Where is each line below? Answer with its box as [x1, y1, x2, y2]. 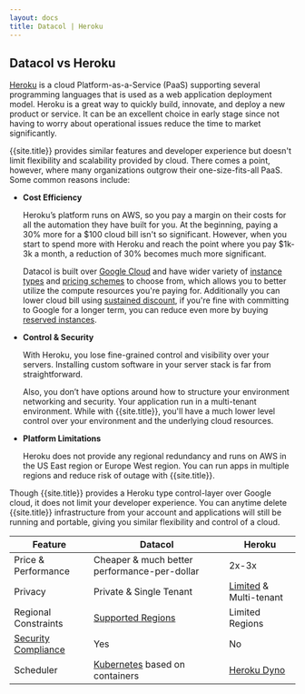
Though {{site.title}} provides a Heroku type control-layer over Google [9, 488, 272, 498]
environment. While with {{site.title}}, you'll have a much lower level [22, 406, 275, 417]
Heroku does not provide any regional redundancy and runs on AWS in [22, 451, 287, 462]
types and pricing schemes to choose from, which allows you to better [22, 276, 287, 287]
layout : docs [9, 13, 59, 23]
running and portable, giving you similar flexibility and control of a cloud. [9, 517, 280, 528]
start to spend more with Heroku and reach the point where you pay [22, 238, 277, 250]
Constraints [14, 618, 64, 630]
